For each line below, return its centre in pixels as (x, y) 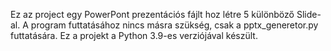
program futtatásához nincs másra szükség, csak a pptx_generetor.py (174, 25)
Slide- (309, 14)
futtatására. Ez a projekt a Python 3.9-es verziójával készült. (134, 35)
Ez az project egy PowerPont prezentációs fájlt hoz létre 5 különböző (152, 14)
